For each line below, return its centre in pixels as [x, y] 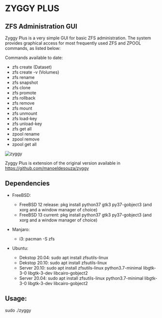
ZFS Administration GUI [41, 26]
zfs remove [23, 103]
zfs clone [21, 87]
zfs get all [22, 129]
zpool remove [26, 139]
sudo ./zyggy [18, 310]
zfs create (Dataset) [32, 67]
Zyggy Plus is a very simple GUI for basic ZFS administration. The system [78, 38]
